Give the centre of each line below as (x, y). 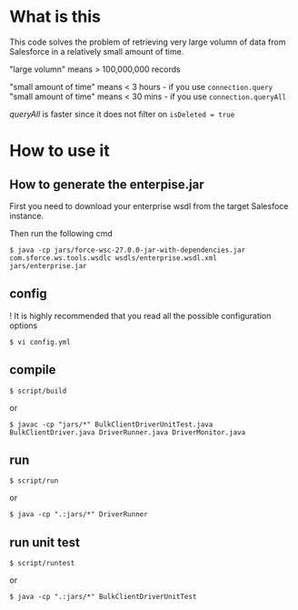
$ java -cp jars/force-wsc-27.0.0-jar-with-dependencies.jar (128, 250)
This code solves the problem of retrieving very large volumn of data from (148, 42)
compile (33, 370)
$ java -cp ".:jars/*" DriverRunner (79, 515)
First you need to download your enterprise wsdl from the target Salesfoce (149, 205)
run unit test (45, 542)
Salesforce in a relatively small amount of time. (97, 51)
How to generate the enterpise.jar (107, 184)
